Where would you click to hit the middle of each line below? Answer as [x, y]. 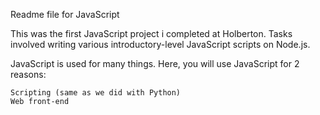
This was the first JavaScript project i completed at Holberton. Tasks [151, 33]
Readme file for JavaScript [65, 14]
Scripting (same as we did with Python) [96, 93]
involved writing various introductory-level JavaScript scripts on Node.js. [160, 44]
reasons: [28, 74]
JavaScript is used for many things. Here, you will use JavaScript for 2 [155, 63]
